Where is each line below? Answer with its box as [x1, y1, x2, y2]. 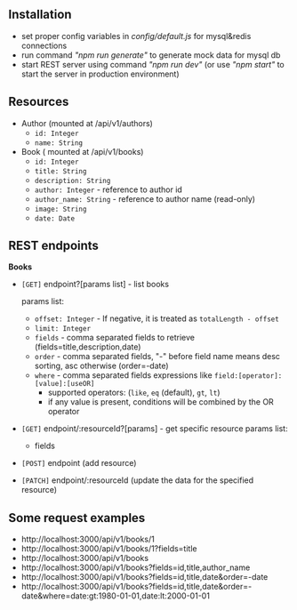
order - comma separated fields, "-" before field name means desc [34, 351, 281, 362]
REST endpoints [8, 238, 100, 253]
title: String [34, 166, 87, 176]
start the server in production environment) [20, 68, 180, 79]
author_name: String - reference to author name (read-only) [34, 193, 255, 204]
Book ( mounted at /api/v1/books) [20, 146, 144, 157]
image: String [34, 205, 87, 213]
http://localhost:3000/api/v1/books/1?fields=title [20, 543, 197, 554]
